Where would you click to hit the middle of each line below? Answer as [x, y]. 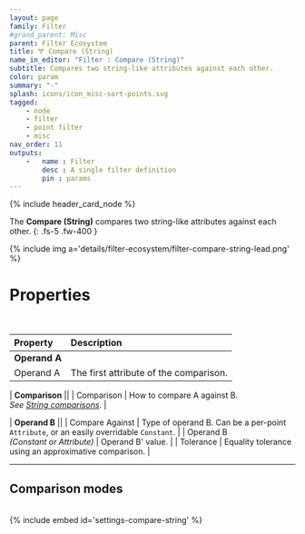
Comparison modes [66, 488]
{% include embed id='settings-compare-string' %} [106, 520]
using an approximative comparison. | [80, 451]
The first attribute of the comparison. [149, 373]
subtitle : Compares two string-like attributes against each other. [142, 69]
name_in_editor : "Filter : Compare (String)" [97, 60]
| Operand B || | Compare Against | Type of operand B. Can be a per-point [148, 422]
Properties [50, 295]
